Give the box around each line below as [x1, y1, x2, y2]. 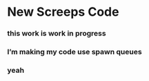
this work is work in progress [7, 29, 106, 38]
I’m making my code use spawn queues [7, 47, 143, 57]
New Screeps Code [7, 4, 119, 20]
